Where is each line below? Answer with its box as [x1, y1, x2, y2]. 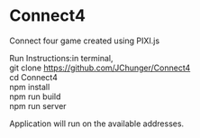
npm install [9, 81, 50, 92]
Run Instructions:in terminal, [9, 52, 114, 63]
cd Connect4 [9, 71, 59, 82]
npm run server [9, 100, 67, 111]
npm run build [9, 91, 61, 102]
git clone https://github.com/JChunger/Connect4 [9, 62, 191, 73]
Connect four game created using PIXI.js [9, 35, 160, 46]
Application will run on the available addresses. [9, 118, 185, 129]
